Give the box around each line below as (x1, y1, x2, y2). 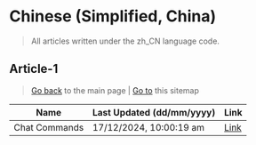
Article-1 (9, 61, 59, 77)
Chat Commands (13, 121, 84, 133)
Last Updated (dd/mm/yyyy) (92, 106, 216, 118)
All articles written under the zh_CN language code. (30, 36, 220, 46)
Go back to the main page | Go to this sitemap (30, 85, 200, 95)
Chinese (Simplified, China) (9, 6, 217, 27)
